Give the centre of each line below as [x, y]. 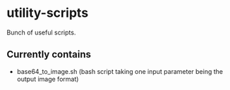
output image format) [48, 79]
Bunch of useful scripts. [41, 32]
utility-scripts [48, 13]
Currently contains [49, 54]
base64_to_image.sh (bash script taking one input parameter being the [120, 71]
